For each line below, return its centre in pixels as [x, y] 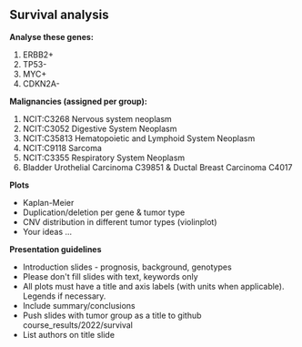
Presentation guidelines [55, 249]
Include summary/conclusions [79, 305]
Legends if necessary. [64, 296]
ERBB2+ [38, 55]
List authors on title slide [69, 334]
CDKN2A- [41, 83]
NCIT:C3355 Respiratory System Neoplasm [104, 158]
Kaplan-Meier [48, 202]
